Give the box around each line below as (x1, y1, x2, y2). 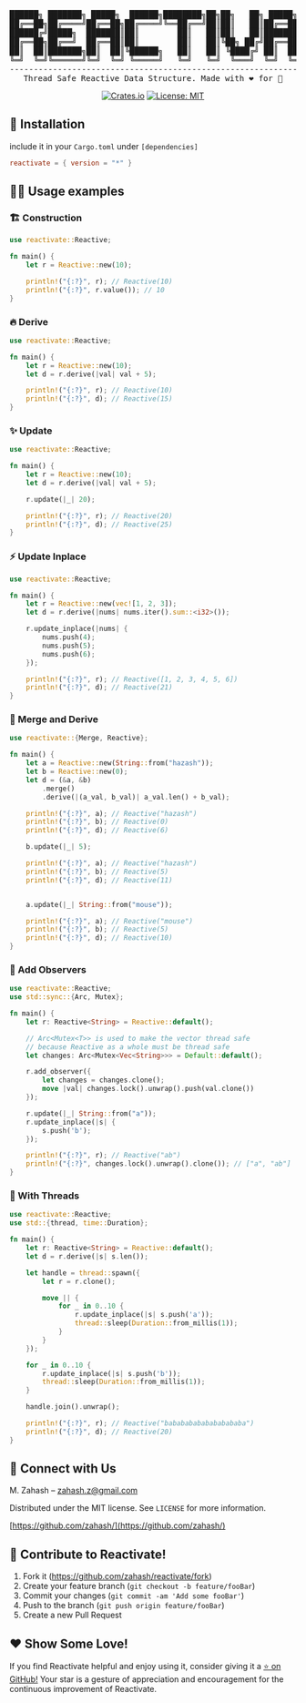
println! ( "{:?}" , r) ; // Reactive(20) (25, 511, 173, 520)
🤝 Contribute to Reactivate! (9, 1546, 167, 1562)
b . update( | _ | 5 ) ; (25, 842, 92, 851)
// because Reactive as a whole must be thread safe (25, 1042, 230, 1052)
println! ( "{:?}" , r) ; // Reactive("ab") (25, 1151, 181, 1160)
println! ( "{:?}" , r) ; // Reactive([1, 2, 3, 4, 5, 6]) (25, 675, 239, 684)
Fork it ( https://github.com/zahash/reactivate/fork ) (22, 1571, 212, 1582)
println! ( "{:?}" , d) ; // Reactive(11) (25, 875, 173, 884)
